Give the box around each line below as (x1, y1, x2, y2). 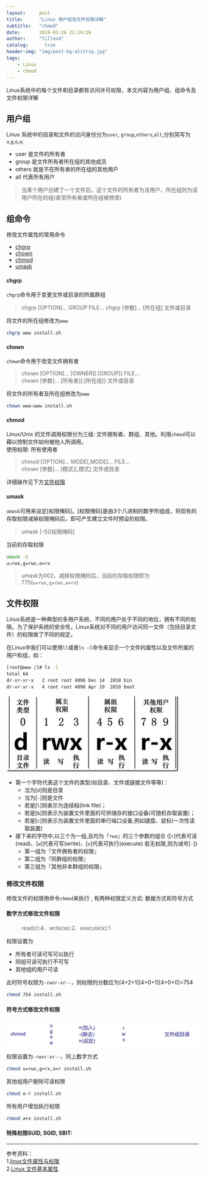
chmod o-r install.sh (6, 1091, 62, 1097)
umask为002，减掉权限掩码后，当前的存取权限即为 (21, 572, 150, 579)
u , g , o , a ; (6, 138, 24, 145)
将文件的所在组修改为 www (6, 317, 68, 324)
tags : (6, 55, 20, 61)
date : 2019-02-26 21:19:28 (6, 29, 92, 35)
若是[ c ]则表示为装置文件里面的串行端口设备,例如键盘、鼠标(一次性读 (24, 817, 195, 824)
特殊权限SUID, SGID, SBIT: (6, 1129, 73, 1137)
